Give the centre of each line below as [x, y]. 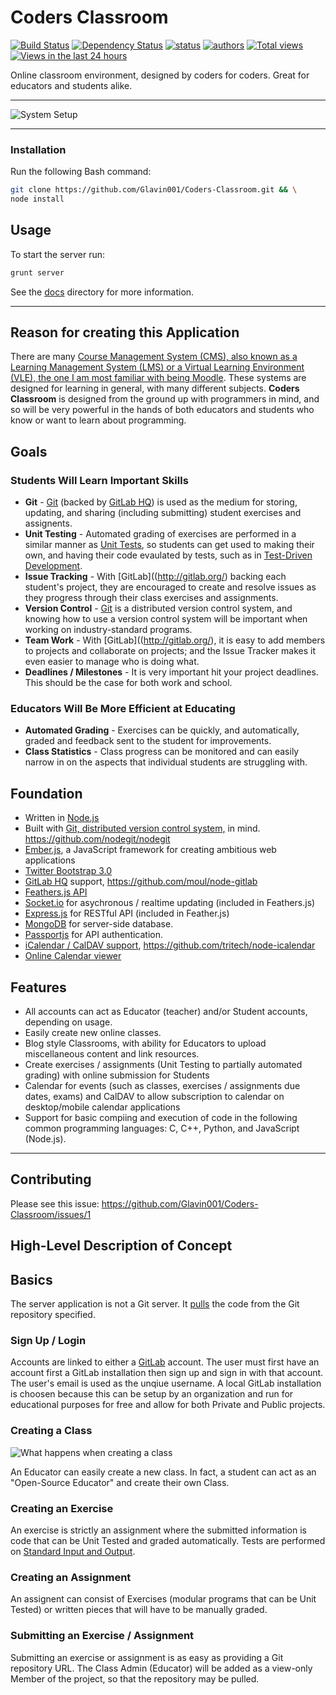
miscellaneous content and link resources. [112, 1054]
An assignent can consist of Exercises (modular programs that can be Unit [163, 1599]
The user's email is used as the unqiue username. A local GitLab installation [166, 1383]
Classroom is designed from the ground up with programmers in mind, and [165, 399]
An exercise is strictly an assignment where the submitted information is [159, 1530]
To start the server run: [57, 254]
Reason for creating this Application [125, 332]
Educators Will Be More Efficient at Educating [123, 709]
